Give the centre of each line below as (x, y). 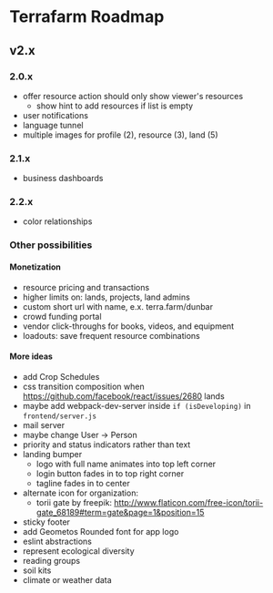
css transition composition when (83, 386)
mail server (44, 424)
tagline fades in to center (83, 483)
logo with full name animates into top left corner (126, 464)
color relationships (57, 221)
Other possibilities (51, 245)
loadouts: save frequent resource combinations (111, 335)
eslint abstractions (57, 541)
